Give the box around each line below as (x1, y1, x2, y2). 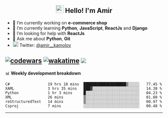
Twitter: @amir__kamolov (19, 42, 71, 48)
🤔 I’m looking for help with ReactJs (12, 30, 85, 36)
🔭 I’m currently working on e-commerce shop (12, 19, 107, 25)
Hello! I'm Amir (64, 6, 112, 15)
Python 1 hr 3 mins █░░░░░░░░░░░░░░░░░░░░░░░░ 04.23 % (5, 90, 162, 95)
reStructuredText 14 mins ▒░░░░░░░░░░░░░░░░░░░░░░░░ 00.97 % (5, 99, 162, 104)
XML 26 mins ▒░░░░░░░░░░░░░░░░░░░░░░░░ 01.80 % (5, 95, 162, 100)
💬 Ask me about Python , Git (12, 35, 70, 41)
